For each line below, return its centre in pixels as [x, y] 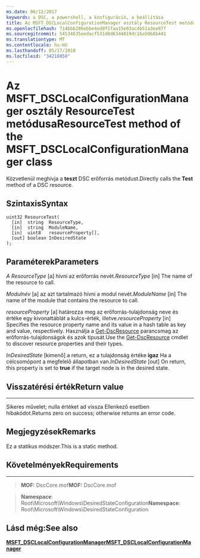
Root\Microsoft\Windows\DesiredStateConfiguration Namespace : [100, 503]
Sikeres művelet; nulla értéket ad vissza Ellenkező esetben [78, 407]
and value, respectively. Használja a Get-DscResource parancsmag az [92, 331]
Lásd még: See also [42, 528]
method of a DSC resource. [40, 185]
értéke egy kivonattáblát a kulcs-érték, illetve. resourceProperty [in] [89, 318]
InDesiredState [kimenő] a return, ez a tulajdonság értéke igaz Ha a [89, 355]
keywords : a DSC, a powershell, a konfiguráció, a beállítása [85, 17]
